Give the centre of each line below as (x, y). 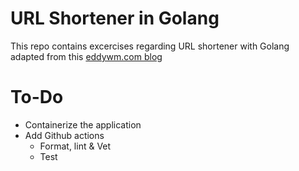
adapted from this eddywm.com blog (86, 56)
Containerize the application (83, 124)
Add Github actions (64, 135)
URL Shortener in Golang (115, 18)
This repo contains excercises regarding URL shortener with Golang (150, 46)
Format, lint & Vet (75, 146)
